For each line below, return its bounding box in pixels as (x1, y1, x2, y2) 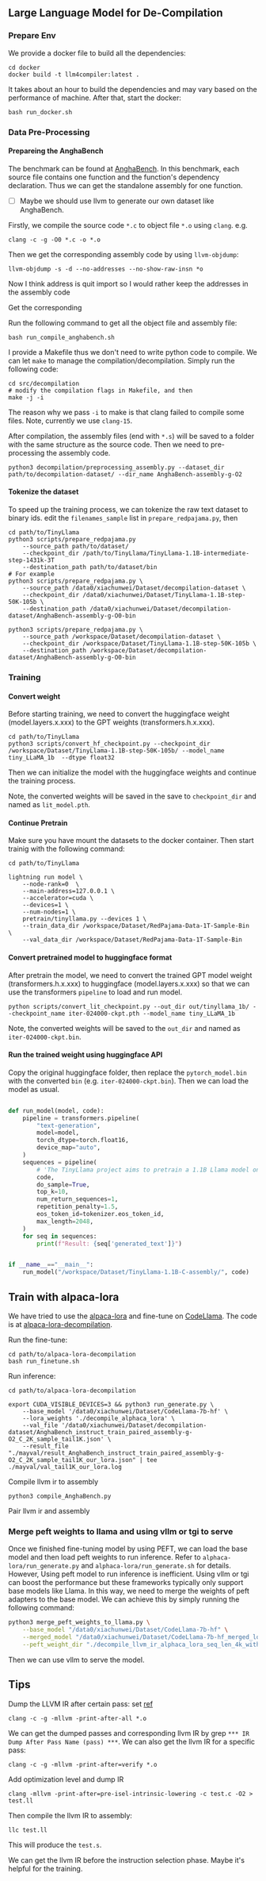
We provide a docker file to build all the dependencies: (8, 48, 186, 58)
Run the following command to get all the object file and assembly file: (8, 317, 237, 328)
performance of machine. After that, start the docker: (8, 93, 182, 102)
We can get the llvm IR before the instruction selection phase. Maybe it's (8, 1855, 245, 1864)
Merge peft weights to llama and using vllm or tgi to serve (8, 1525, 234, 1537)
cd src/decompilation (8, 379, 80, 387)
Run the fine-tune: (8, 1335, 68, 1344)
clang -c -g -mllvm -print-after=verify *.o (8, 1760, 158, 1768)
